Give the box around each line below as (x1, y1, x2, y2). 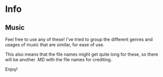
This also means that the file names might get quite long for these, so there (5, 51, 159, 57)
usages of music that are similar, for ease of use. (5, 42, 105, 48)
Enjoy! (5, 66, 18, 72)
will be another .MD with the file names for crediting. (5, 57, 112, 63)
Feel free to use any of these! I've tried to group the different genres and (5, 36, 153, 42)
